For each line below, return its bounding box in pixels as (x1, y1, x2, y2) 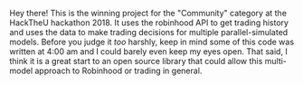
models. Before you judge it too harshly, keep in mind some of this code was (9, 36, 295, 47)
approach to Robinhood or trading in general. (34, 65, 203, 76)
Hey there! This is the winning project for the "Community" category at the (9, 8, 288, 18)
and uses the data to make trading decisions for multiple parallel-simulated (9, 27, 289, 37)
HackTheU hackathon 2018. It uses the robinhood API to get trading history (9, 17, 289, 28)
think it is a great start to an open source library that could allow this (9, 56, 263, 66)
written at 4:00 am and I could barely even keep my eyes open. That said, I (9, 46, 288, 57)
